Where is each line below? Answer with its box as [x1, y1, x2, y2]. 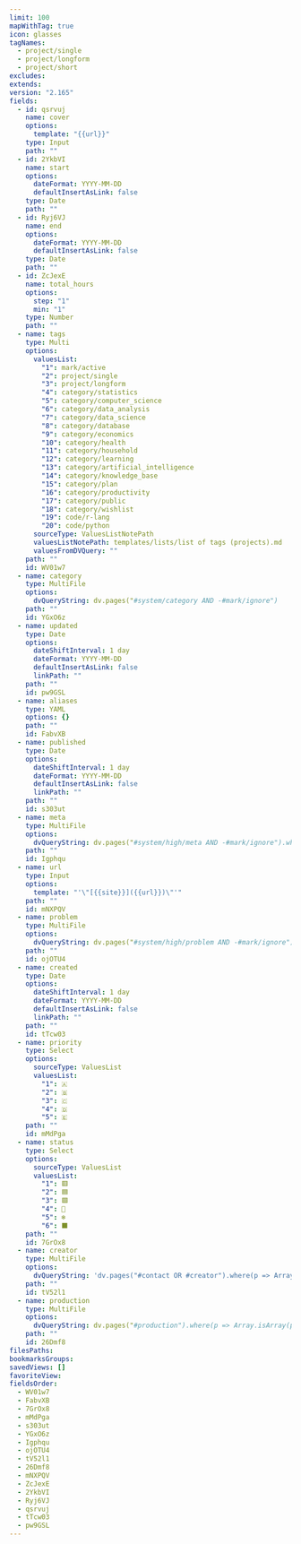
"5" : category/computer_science [41, 396, 163, 406]
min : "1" [32, 305, 66, 314]
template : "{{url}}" [32, 130, 110, 139]
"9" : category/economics [41, 429, 134, 439]
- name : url [17, 863, 63, 872]
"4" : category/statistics [41, 388, 139, 397]
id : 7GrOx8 [25, 1238, 66, 1246]
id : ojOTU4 [25, 954, 66, 963]
